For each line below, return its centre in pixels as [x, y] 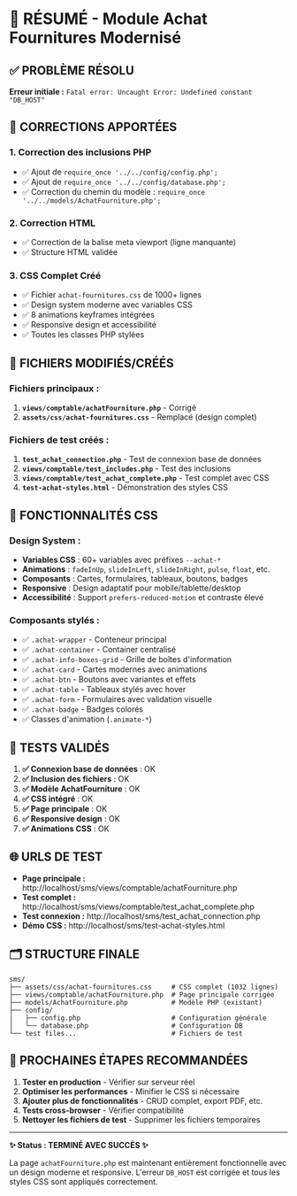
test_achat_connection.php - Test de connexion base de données [142, 459]
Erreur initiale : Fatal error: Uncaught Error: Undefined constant [131, 92]
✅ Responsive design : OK [71, 819]
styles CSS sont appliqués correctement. [84, 1181]
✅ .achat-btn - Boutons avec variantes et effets [109, 679]
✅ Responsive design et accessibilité [89, 325]
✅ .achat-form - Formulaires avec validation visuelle [117, 699]
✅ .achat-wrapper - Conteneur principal [94, 640]
